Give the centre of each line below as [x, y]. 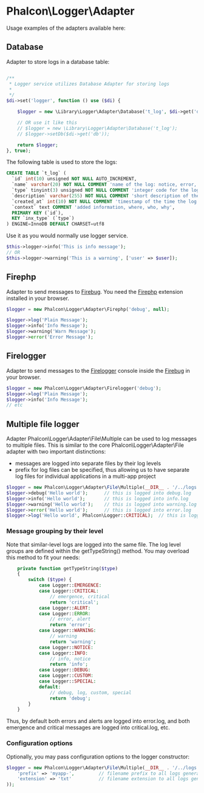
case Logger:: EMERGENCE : [70, 585]
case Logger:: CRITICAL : [69, 591]
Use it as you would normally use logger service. [67, 236]
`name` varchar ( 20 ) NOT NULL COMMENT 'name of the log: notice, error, [104, 185]
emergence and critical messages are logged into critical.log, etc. [88, 727]
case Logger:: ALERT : [65, 608]
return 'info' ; [69, 664]
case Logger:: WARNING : [67, 631]
